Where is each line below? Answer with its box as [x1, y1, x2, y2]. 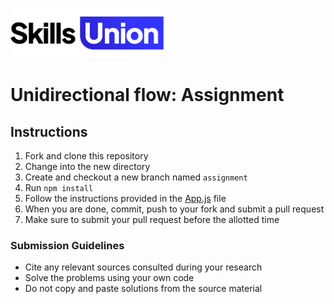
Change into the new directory [24, 161, 151, 172]
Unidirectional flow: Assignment [10, 84, 285, 107]
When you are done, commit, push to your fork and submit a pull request [24, 203, 325, 215]
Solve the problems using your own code [24, 272, 195, 284]
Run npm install [24, 182, 94, 193]
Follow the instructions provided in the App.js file [24, 193, 227, 204]
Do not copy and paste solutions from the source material [24, 283, 263, 295]
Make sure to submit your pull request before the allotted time [24, 214, 280, 225]
